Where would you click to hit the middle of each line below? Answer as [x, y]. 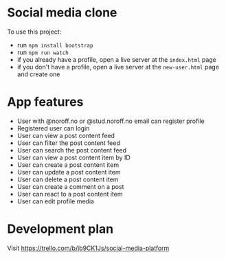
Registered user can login [53, 128]
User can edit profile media [56, 201]
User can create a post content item [68, 165]
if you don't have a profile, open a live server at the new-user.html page [118, 67]
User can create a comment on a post [70, 186]
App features [45, 102]
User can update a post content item [69, 172]
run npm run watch [43, 52]
